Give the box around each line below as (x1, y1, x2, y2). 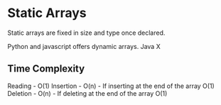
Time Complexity (7, 62, 85, 75)
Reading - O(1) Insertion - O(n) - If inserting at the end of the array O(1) (7, 82, 215, 90)
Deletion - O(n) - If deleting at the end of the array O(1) (7, 89, 168, 97)
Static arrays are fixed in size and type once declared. (7, 28, 166, 37)
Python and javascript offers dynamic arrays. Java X (7, 42, 161, 50)
